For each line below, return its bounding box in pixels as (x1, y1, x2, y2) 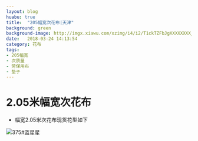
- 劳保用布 (6, 63, 29, 69)
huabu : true (6, 14, 35, 20)
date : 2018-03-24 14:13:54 (6, 36, 78, 42)
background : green (6, 25, 51, 31)
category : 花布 (6, 42, 42, 48)
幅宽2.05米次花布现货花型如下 (14, 116, 88, 123)
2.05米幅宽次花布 (6, 96, 91, 109)
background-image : (6, 31, 51, 36)
